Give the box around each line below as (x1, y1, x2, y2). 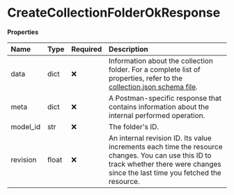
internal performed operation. (109, 110, 205, 120)
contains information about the (109, 102, 210, 112)
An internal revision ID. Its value (109, 133, 212, 143)
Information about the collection (109, 56, 214, 65)
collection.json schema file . (109, 82, 198, 92)
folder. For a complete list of (109, 65, 201, 74)
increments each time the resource (109, 142, 223, 151)
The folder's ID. (109, 121, 159, 131)
